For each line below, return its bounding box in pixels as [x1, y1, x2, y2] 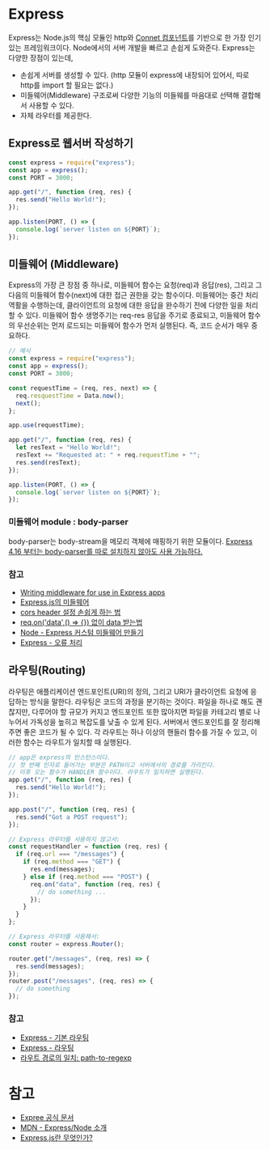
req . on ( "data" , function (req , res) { [29, 880, 161, 889]
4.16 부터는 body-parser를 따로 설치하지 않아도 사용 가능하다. [8, 546, 204, 556]
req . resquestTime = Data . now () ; [15, 392, 125, 400]
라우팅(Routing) [8, 664, 86, 677]
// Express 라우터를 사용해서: [8, 932, 100, 941]
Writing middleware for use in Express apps [19, 588, 166, 597]
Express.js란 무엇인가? [19, 1133, 93, 1143]
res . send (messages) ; [15, 962, 85, 970]
